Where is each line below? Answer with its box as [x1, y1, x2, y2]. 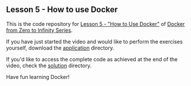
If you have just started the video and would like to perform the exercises [6, 38, 183, 45]
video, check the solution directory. [6, 62, 92, 69]
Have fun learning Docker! [6, 73, 70, 80]
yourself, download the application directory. [6, 44, 115, 51]
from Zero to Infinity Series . [6, 27, 73, 34]
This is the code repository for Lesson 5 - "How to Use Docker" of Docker [6, 20, 185, 27]
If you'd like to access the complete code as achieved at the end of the [6, 55, 178, 62]
